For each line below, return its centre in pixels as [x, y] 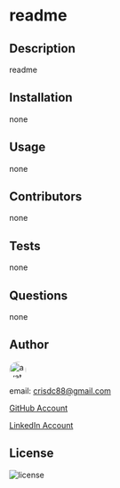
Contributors [46, 197]
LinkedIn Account [41, 425]
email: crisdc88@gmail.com [60, 390]
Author [29, 345]
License [32, 454]
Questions [39, 295]
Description [42, 49]
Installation [41, 98]
